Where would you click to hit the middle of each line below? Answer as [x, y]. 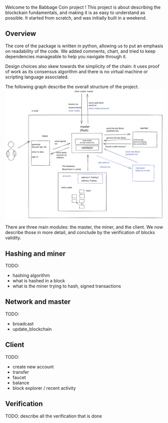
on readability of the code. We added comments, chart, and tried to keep [80, 51]
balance [21, 383]
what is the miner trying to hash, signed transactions [67, 286]
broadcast [23, 324]
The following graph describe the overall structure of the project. [72, 86]
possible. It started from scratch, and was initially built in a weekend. [76, 18]
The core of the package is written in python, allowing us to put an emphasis [84, 46]
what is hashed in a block [39, 281]
